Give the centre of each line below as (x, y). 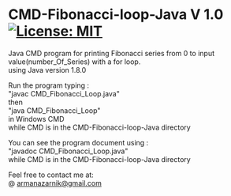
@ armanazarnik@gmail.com (55, 183)
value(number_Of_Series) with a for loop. (75, 62)
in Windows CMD (36, 119)
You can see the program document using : (78, 142)
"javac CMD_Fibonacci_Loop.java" (64, 93)
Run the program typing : (48, 85)
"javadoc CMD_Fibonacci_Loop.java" (68, 151)
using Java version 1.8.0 (47, 70)
